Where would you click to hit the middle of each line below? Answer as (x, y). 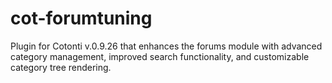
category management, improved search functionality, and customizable (160, 56)
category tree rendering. (61, 67)
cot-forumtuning (81, 18)
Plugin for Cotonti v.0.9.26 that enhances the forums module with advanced (166, 46)
